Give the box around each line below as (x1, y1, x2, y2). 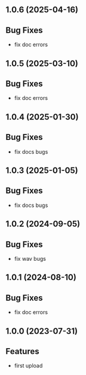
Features (5, 346, 39, 356)
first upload (14, 362, 43, 370)
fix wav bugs (14, 255, 46, 263)
